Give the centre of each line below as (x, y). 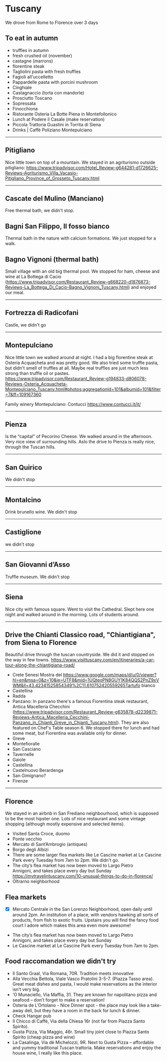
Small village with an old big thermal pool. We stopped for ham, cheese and (83, 271)
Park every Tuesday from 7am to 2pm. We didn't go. (66, 860)
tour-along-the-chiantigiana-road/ (40, 665)
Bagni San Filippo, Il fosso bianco (57, 226)
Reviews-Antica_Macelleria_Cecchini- (51, 717)
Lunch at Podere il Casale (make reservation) (58, 119)
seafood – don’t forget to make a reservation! (58, 1000)
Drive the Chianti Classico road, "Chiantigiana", (80, 635)
